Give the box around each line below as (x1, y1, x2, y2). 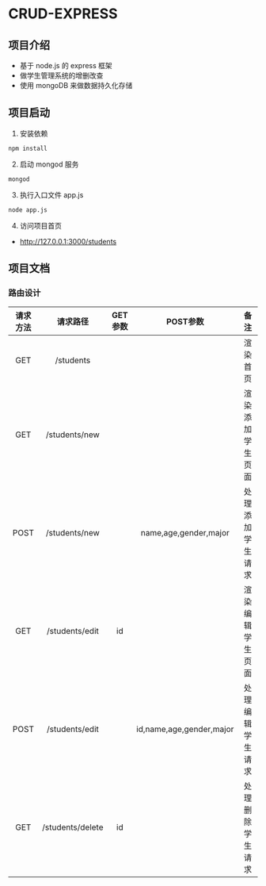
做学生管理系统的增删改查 (19, 71, 104, 80)
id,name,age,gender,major (135, 723, 234, 734)
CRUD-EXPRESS (8, 5, 118, 23)
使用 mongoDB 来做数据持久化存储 (19, 81, 133, 90)
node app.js (8, 205, 47, 214)
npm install (8, 144, 47, 152)
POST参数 (165, 316, 204, 327)
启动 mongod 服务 (19, 159, 79, 169)
